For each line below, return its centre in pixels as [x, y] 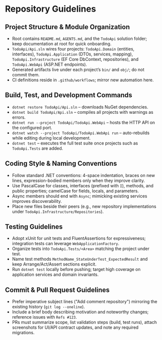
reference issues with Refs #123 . [44, 317]
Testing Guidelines [34, 227]
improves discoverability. [37, 201]
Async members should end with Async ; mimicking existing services [80, 196]
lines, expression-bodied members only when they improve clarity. [78, 180]
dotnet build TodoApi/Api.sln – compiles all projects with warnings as [83, 112]
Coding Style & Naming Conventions [61, 164]
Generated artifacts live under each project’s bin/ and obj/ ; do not [78, 70]
